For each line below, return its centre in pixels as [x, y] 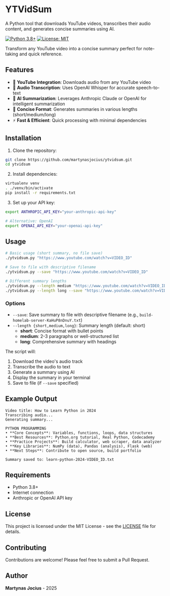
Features [19, 70]
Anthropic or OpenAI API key [42, 498]
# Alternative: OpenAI [29, 221]
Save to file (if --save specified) [46, 383]
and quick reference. [41, 54]
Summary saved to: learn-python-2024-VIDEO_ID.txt [60, 459]
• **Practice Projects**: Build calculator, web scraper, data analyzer [83, 442]
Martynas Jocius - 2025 [31, 588]
